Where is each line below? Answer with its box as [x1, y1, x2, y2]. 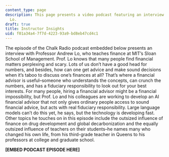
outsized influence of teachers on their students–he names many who [5, 126, 151, 132]
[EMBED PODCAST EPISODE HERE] [5, 147, 80, 152]
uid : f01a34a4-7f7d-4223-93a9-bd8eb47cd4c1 [5, 31, 99, 36]
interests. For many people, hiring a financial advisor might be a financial [5, 88, 157, 94]
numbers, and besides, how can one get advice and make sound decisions [5, 67, 161, 73]
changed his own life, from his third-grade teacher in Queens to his [5, 132, 145, 137]
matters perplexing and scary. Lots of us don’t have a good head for [5, 61, 147, 67]
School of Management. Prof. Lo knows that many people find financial [5, 56, 153, 61]
